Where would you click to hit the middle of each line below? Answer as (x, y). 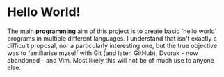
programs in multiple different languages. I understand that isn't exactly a (112, 38)
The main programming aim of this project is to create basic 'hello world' (112, 31)
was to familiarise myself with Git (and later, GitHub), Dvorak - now (103, 53)
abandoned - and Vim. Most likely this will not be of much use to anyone (111, 60)
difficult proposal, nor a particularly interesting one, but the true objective (112, 45)
